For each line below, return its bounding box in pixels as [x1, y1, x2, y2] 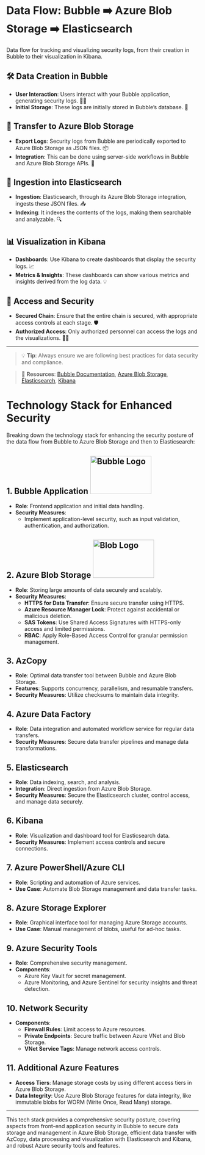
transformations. [15, 744, 57, 752]
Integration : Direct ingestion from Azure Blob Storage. [15, 785, 152, 792]
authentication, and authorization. [24, 522, 109, 529]
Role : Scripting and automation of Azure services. [15, 879, 141, 886]
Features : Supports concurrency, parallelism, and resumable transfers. [15, 685, 194, 692]
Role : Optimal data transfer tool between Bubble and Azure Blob [15, 672, 177, 679]
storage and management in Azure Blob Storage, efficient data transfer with [6, 1129, 197, 1136]
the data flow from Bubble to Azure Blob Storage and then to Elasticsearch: [6, 437, 195, 445]
